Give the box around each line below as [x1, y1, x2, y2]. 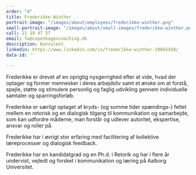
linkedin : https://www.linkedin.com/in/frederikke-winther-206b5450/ [6, 47, 179, 53]
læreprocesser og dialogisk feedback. [6, 139, 97, 146]
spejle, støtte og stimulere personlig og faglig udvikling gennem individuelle [6, 85, 188, 92]
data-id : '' [6, 52, 35, 58]
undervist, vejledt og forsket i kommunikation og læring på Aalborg [6, 157, 167, 164]
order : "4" [6, 8, 33, 15]
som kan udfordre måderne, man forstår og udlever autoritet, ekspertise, [6, 115, 181, 123]
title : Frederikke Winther [6, 14, 72, 20]
